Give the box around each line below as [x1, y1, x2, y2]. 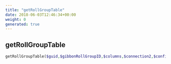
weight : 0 [5, 17, 26, 22]
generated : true [5, 21, 40, 27]
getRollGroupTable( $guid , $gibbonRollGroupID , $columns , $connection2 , [5, 54, 154, 59]
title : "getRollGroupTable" [5, 7, 65, 13]
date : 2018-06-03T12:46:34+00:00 [5, 12, 76, 17]
